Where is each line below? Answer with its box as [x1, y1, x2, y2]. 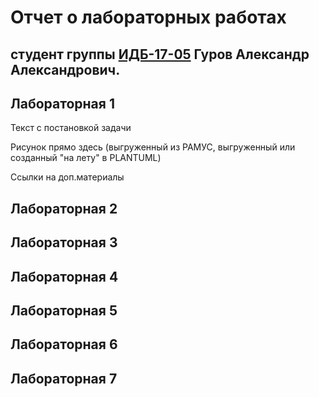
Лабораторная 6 [10, 336, 118, 353]
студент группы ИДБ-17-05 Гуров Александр [10, 46, 310, 63]
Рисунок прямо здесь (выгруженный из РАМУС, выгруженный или [10, 141, 296, 153]
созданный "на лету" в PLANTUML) [10, 152, 162, 164]
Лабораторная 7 [10, 370, 118, 387]
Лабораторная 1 [10, 95, 115, 112]
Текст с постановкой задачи [10, 122, 132, 134]
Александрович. [10, 61, 121, 78]
